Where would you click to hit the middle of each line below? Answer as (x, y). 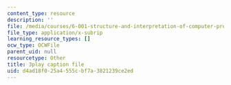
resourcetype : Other (37, 58)
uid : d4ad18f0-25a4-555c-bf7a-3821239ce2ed (70, 71)
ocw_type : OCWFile (33, 45)
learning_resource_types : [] (49, 39)
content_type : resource (41, 13)
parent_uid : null (32, 52)
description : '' (30, 20)
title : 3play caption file (46, 64)
